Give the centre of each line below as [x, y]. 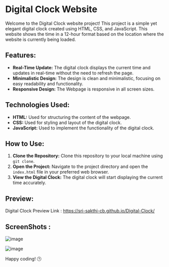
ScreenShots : [28, 227]
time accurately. [29, 183]
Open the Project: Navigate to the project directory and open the [80, 167]
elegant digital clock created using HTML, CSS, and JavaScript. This [76, 28]
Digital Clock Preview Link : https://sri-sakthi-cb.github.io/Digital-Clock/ [80, 211]
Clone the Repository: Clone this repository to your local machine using [88, 156]
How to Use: [25, 143]
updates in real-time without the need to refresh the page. [73, 73]
